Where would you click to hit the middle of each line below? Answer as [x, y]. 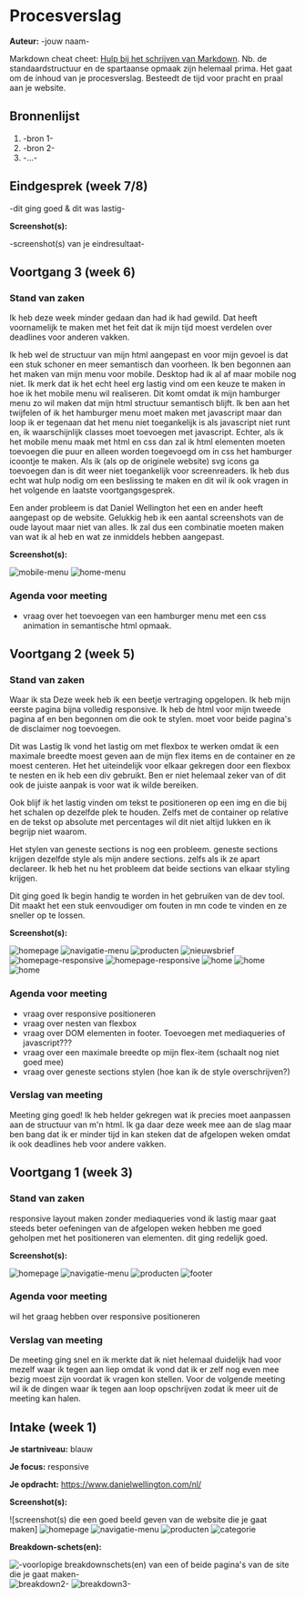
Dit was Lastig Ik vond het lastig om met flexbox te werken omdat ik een [144, 747]
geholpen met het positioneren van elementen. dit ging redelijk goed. [139, 1237]
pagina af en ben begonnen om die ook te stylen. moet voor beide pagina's [151, 719]
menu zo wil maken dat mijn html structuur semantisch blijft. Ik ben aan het [150, 403]
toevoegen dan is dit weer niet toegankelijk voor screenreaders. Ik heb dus [149, 471]
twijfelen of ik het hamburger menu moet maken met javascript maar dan [146, 413]
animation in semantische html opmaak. [97, 626]
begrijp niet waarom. [48, 832]
